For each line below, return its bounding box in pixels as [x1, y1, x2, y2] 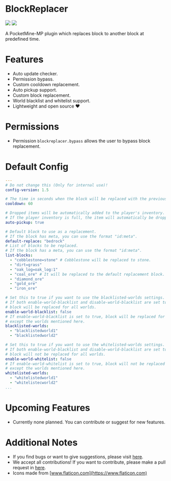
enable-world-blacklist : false [5, 309, 72, 314]
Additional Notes [5, 437, 78, 448]
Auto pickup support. [12, 87, 58, 93]
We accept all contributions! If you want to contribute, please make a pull [12, 459, 166, 465]
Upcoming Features [5, 402, 91, 413]
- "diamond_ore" [10, 276, 44, 282]
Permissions [5, 121, 60, 132]
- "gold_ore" [10, 281, 38, 286]
